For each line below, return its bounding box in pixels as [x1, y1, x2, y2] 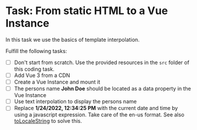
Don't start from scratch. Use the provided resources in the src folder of [14, 59, 190, 66]
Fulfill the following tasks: [5, 47, 67, 54]
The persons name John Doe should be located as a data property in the [14, 85, 191, 92]
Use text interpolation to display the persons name [14, 98, 137, 105]
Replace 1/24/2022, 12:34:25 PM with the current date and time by [14, 105, 178, 112]
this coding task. [14, 66, 55, 72]
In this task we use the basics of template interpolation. [5, 36, 140, 43]
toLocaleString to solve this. [14, 118, 83, 125]
